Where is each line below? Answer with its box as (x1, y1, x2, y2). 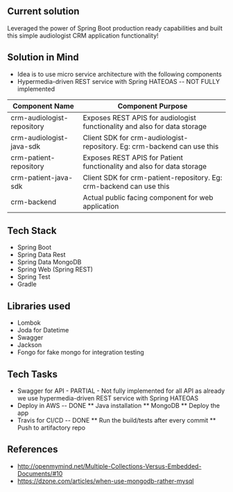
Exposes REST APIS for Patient (83, 153, 184, 162)
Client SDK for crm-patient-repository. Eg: (83, 173, 223, 183)
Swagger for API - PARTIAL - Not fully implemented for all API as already (17, 387, 225, 395)
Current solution (7, 6, 80, 17)
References (7, 443, 58, 455)
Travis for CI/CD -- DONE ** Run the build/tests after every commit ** (17, 416, 216, 425)
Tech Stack (7, 225, 57, 237)
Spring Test (17, 273, 51, 281)
